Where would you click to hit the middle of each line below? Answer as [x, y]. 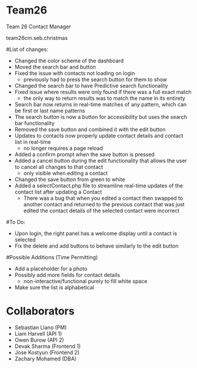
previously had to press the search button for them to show [95, 79]
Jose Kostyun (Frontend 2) [47, 352]
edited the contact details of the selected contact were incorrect [101, 210]
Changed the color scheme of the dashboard [69, 61]
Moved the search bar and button [55, 67]
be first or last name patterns [50, 111]
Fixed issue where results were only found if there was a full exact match [103, 92]
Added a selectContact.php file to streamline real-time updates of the [99, 185]
